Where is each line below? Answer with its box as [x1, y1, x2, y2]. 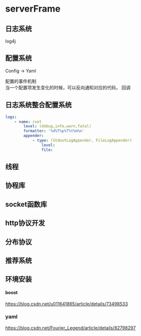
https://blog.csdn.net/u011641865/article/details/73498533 [5, 301, 128, 307]
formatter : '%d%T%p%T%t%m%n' [23, 128, 85, 134]
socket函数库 [5, 200, 47, 209]
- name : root [14, 119, 42, 124]
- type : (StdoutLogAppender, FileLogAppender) [32, 138, 132, 143]
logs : [5, 114, 17, 119]
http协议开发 [5, 219, 45, 227]
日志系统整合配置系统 [5, 101, 72, 109]
